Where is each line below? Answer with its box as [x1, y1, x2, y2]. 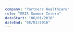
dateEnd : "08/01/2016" [5, 20, 50, 25]
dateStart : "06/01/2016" [5, 16, 55, 20]
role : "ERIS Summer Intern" [5, 11, 62, 16]
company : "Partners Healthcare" [5, 7, 70, 12]
